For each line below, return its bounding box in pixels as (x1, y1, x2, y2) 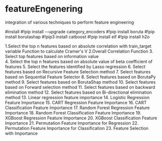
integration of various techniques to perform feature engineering (5, 19, 134, 25)
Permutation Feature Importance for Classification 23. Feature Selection (5, 125, 149, 131)
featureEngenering (5, 3, 83, 14)
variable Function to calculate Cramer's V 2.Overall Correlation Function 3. (5, 48, 154, 54)
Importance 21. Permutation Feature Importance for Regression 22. (5, 120, 139, 126)
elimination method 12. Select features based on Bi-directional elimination (5, 89, 152, 95)
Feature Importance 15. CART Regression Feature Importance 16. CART (5, 99, 147, 105)
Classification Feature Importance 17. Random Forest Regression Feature (5, 105, 150, 111)
